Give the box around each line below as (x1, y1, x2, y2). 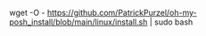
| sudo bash (149, 17, 194, 27)
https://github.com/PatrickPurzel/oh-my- (46, 8, 198, 18)
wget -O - (9, 8, 45, 18)
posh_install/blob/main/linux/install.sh (9, 17, 148, 27)
